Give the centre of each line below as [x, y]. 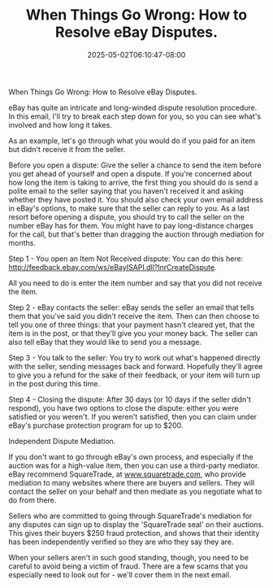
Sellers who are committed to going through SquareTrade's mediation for [130, 516]
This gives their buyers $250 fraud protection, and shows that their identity [134, 533]
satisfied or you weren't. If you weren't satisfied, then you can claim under [133, 416]
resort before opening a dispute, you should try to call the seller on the [127, 216]
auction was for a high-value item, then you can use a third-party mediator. [134, 465]
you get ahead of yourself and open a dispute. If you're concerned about [130, 173]
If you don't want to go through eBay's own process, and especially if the [131, 456]
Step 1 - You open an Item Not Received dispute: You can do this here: [126, 259]
